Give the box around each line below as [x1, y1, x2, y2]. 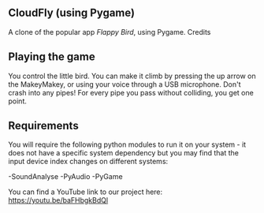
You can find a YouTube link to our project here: [8, 187, 163, 196]
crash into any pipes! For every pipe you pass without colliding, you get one [8, 88, 254, 97]
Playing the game [8, 50, 96, 64]
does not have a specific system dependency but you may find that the [8, 148, 239, 158]
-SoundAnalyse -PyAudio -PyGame [8, 172, 124, 181]
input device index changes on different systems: [8, 157, 169, 166]
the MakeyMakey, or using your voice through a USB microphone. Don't [8, 79, 242, 89]
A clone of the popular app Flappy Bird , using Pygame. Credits [8, 27, 211, 36]
